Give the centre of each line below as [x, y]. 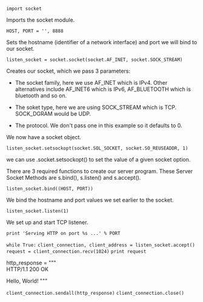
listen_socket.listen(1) [38, 211]
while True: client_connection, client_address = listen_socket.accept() [101, 245]
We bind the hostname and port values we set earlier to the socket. [90, 200]
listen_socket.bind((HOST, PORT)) [50, 189]
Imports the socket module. [41, 20]
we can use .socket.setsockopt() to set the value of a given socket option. [98, 159]
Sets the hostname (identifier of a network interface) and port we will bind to [102, 42]
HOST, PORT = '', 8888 [35, 31]
